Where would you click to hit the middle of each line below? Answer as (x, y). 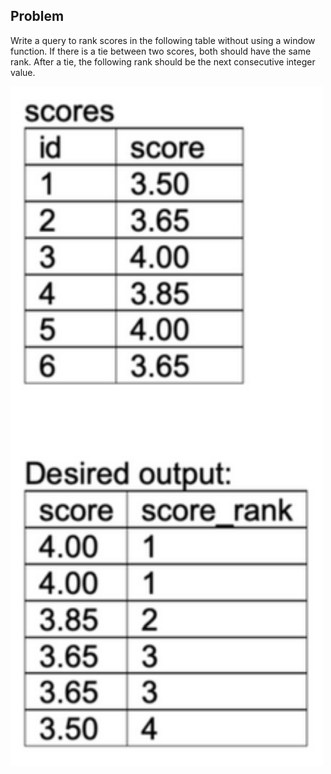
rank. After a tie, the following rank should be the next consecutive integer (163, 61)
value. (23, 72)
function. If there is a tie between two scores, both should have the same (161, 51)
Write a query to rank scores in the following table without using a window (163, 40)
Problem (37, 16)
